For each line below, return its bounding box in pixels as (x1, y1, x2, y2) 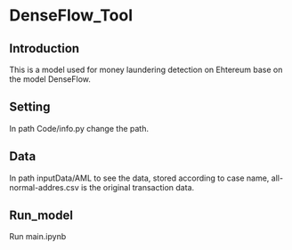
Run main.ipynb (9, 231, 67, 242)
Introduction (9, 41, 80, 56)
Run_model (9, 208, 74, 223)
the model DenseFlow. (9, 74, 92, 85)
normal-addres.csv (9, 181, 79, 192)
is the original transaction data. (80, 181, 195, 192)
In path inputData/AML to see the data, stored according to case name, (9, 173, 270, 183)
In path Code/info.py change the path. (9, 123, 150, 133)
